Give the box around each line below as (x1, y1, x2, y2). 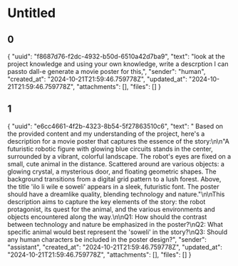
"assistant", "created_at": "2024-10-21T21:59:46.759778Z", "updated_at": (7, 243, 223, 251)
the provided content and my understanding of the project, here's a (7, 129, 205, 138)
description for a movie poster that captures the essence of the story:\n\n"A (7, 137, 229, 145)
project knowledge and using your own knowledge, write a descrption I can (7, 60, 229, 68)
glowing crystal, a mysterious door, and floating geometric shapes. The (7, 167, 217, 176)
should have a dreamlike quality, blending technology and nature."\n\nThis (7, 190, 225, 198)
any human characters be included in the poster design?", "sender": (7, 235, 207, 243)
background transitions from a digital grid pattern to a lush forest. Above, (7, 174, 222, 183)
